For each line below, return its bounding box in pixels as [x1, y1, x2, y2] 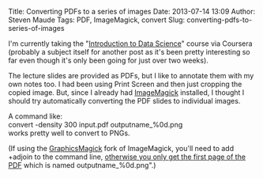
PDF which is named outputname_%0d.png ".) [8, 161, 156, 169]
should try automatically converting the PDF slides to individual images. [8, 97, 241, 105]
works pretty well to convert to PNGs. [8, 128, 130, 138]
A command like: [8, 112, 63, 121]
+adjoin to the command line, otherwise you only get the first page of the [8, 152, 246, 161]
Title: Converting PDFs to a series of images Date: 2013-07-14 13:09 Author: [8, 7, 255, 16]
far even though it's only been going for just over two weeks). [8, 55, 209, 65]
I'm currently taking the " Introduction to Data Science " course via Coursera [8, 39, 253, 48]
